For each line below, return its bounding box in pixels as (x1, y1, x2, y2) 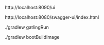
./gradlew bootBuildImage (5, 34, 60, 40)
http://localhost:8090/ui (5, 5, 55, 10)
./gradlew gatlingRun (5, 24, 49, 30)
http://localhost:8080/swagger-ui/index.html (5, 14, 99, 20)
